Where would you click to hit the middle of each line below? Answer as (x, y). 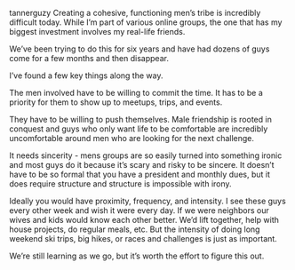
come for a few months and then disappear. (89, 58)
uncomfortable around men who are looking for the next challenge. (132, 138)
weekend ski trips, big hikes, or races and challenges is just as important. (143, 238)
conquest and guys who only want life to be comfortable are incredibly (139, 129)
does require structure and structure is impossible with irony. (121, 184)
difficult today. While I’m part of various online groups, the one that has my (146, 22)
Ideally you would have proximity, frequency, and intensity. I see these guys (147, 201)
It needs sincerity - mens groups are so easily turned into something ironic (146, 155)
